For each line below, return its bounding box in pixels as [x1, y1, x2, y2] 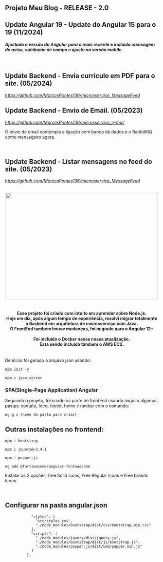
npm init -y [5, 367, 29, 372]
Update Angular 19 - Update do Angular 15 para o [5, 20, 156, 29]
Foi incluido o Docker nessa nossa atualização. [33, 336, 130, 342]
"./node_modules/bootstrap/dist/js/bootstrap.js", [36, 540, 140, 544]
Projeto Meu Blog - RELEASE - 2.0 [5, 4, 109, 12]
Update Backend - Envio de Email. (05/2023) [5, 107, 143, 115]
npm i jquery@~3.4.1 [5, 447, 47, 452]
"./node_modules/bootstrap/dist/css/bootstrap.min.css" [36, 523, 151, 527]
